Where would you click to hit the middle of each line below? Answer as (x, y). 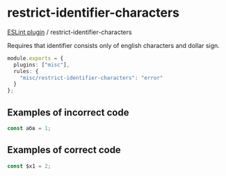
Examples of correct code (64, 150)
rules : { (26, 71)
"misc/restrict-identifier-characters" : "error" (91, 78)
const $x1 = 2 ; (29, 166)
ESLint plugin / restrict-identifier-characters (70, 32)
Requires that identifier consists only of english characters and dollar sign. (114, 45)
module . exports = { (35, 58)
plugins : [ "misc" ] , (42, 65)
